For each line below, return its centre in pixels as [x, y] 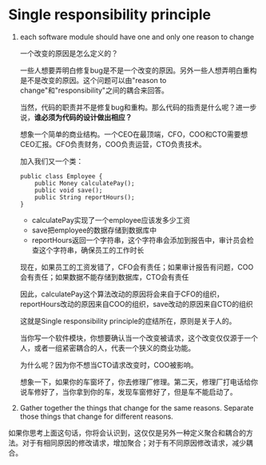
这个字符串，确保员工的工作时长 [91, 250]
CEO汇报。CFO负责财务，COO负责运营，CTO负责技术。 [113, 144]
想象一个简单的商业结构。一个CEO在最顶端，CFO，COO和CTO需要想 [134, 134]
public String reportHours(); [85, 197]
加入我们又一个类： [52, 161]
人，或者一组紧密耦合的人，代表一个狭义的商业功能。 [107, 348]
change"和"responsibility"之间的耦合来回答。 [94, 90]
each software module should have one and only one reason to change [137, 37]
